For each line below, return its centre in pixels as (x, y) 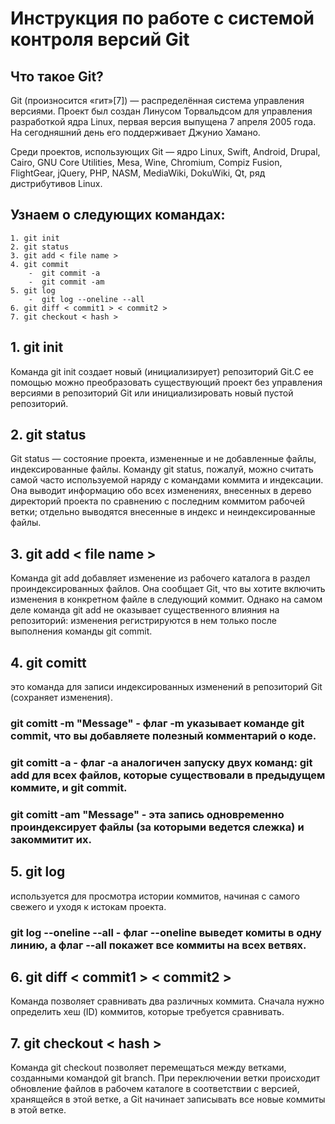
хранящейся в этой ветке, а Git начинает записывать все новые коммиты (168, 1099)
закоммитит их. (51, 839)
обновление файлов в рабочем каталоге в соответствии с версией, (155, 1089)
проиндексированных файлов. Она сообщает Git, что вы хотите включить (168, 589)
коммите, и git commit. (69, 787)
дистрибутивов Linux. (56, 183)
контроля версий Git (100, 39)
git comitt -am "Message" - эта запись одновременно (147, 814)
